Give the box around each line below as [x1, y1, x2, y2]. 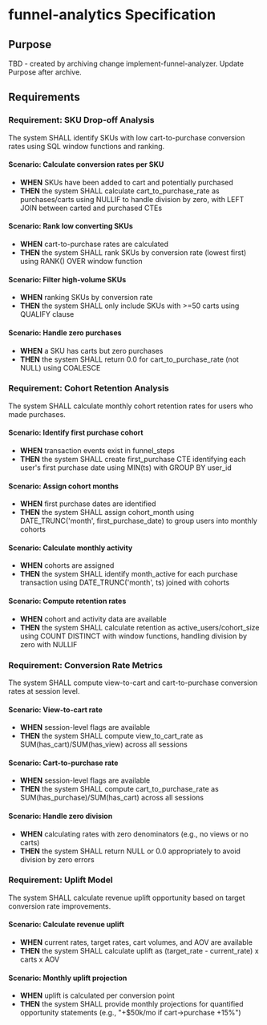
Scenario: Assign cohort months [8, 481, 119, 491]
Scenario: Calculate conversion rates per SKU [8, 160, 164, 169]
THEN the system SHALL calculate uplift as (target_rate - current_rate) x [19, 946, 259, 956]
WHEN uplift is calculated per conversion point [19, 991, 175, 1000]
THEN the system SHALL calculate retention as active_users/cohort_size [19, 622, 260, 632]
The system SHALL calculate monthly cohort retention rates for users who [8, 401, 253, 411]
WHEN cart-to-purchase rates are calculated [19, 239, 169, 249]
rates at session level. [8, 686, 80, 695]
